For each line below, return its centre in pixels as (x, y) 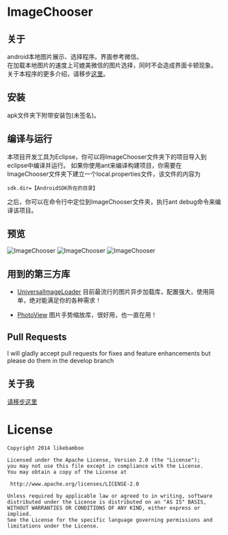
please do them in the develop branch (61, 361)
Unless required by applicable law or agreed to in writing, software (110, 496)
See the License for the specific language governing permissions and (110, 520)
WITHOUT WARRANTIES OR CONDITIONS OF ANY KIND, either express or (104, 508)
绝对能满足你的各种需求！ (65, 300)
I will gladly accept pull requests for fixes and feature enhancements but (109, 353)
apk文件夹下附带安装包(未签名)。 (54, 115)
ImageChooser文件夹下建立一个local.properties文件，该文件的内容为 (104, 174)
